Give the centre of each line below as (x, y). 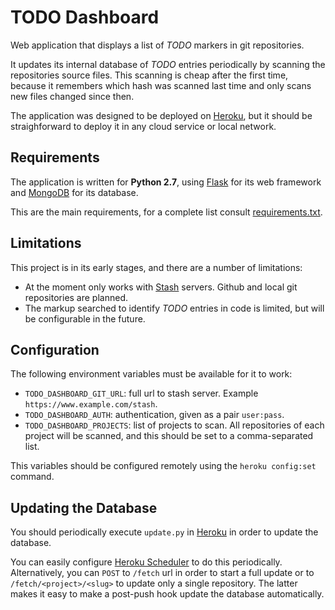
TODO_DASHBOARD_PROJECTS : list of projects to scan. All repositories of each (174, 425)
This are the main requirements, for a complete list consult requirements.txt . (166, 212)
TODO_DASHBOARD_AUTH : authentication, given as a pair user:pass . (154, 415)
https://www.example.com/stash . (91, 404)
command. (32, 477)
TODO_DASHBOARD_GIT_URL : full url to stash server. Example (141, 393)
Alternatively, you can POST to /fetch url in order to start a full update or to (162, 573)
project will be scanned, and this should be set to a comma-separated (169, 436)
